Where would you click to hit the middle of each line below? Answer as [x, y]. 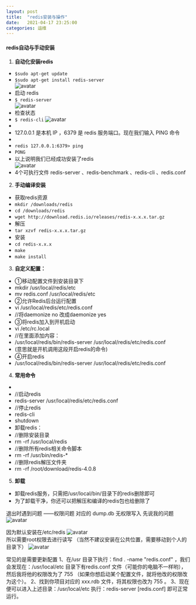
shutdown [27, 421]
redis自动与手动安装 [31, 47]
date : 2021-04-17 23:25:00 [42, 22]
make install [31, 257]
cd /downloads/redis [40, 211]
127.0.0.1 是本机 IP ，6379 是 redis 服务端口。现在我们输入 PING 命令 [97, 133]
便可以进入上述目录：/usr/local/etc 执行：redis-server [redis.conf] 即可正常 [97, 589]
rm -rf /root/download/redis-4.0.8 [55, 469]
